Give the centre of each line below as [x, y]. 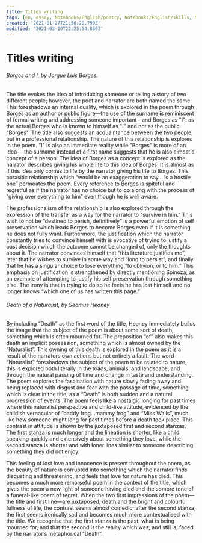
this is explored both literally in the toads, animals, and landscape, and [93, 368]
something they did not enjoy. [43, 451]
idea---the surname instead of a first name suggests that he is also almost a [100, 152]
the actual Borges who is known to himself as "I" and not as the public [93, 126]
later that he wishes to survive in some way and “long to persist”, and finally [100, 259]
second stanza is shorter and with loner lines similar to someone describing [100, 445]
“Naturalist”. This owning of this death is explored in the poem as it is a [94, 349]
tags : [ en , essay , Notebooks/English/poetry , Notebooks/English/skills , [99, 17]
